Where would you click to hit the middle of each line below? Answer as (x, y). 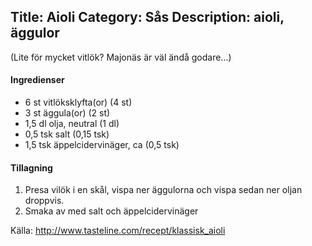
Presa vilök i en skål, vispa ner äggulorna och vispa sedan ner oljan (163, 190)
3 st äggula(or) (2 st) (67, 113)
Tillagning (31, 167)
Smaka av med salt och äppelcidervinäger (111, 211)
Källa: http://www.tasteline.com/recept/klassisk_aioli (118, 231)
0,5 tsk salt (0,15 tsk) (67, 134)
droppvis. (44, 201)
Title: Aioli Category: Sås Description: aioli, (147, 17)
